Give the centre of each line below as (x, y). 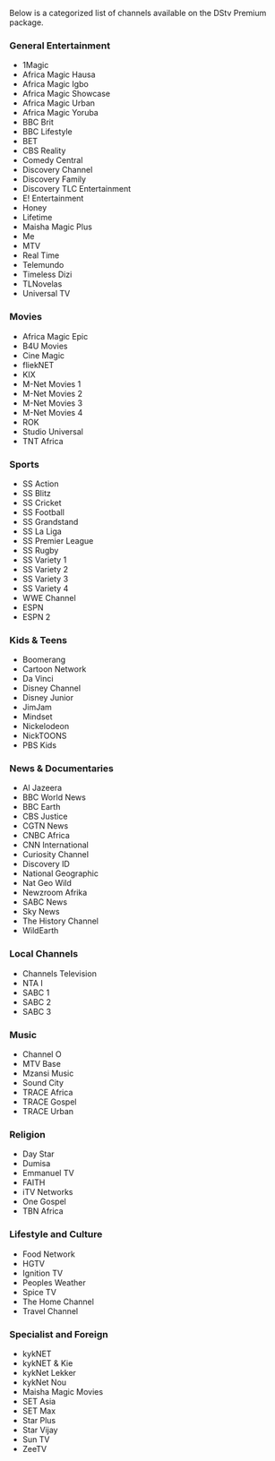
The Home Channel (58, 1302)
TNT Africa (43, 441)
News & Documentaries (61, 769)
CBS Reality (44, 150)
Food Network (49, 1254)
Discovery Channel (57, 170)
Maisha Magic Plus (57, 227)
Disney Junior (48, 698)
